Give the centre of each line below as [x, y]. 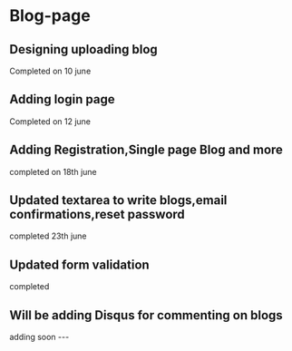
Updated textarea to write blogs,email [118, 200]
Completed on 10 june [50, 71]
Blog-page [50, 16]
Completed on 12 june [50, 121]
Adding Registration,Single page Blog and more [146, 150]
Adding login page [62, 99]
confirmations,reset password [97, 214]
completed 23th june [48, 236]
